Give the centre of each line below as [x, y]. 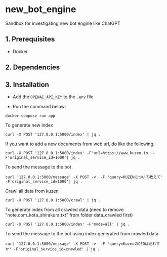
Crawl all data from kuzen [32, 191]
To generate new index [29, 125]
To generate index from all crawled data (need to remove [65, 209]
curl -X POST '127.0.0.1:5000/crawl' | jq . [53, 200]
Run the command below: [39, 106]
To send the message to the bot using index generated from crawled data [82, 233]
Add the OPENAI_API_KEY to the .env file [53, 97]
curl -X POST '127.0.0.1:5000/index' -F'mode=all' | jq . [68, 224]
